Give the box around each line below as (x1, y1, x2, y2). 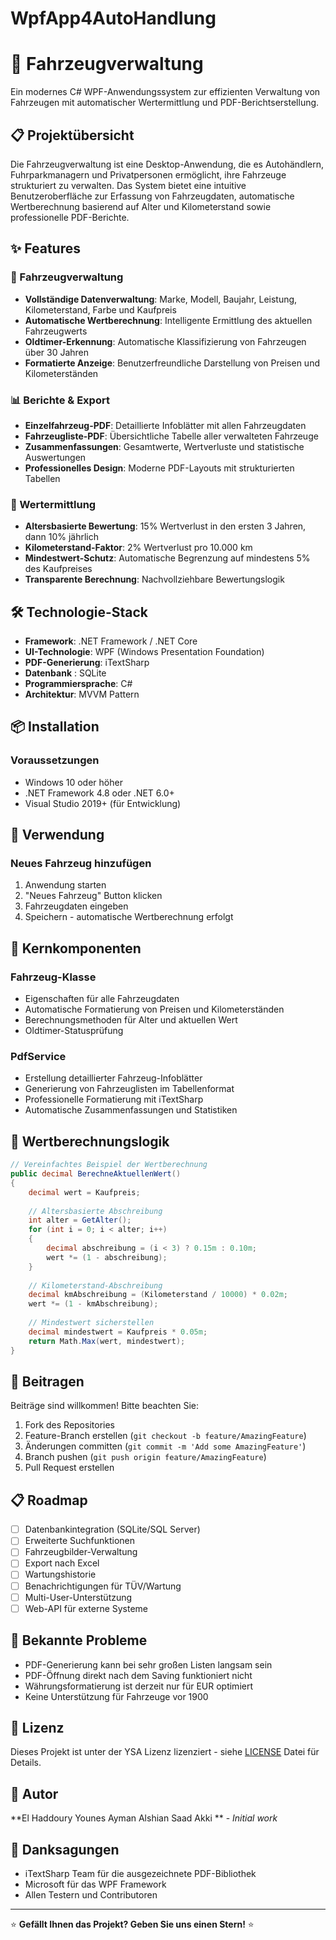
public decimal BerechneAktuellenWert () (10, 1169, 182, 1179)
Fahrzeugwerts (24, 325, 88, 337)
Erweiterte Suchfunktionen (24, 1535, 135, 1547)
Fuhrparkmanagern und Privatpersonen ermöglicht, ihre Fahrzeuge (10, 168, 287, 181)
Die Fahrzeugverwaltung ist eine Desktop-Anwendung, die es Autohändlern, (10, 158, 325, 170)
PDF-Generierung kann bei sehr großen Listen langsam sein (24, 1658, 273, 1671)
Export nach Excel (24, 1557, 100, 1569)
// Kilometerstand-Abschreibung (28, 1280, 163, 1291)
